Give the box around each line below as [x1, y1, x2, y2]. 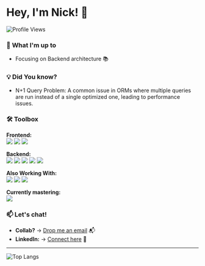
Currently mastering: [6, 189, 61, 196]
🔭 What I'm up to [6, 41, 57, 49]
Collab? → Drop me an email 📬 [15, 227, 96, 234]
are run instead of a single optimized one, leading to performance [15, 93, 181, 100]
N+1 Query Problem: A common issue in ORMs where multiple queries [15, 87, 191, 94]
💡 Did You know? [6, 73, 57, 81]
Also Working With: [6, 169, 57, 176]
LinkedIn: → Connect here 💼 [15, 235, 87, 243]
